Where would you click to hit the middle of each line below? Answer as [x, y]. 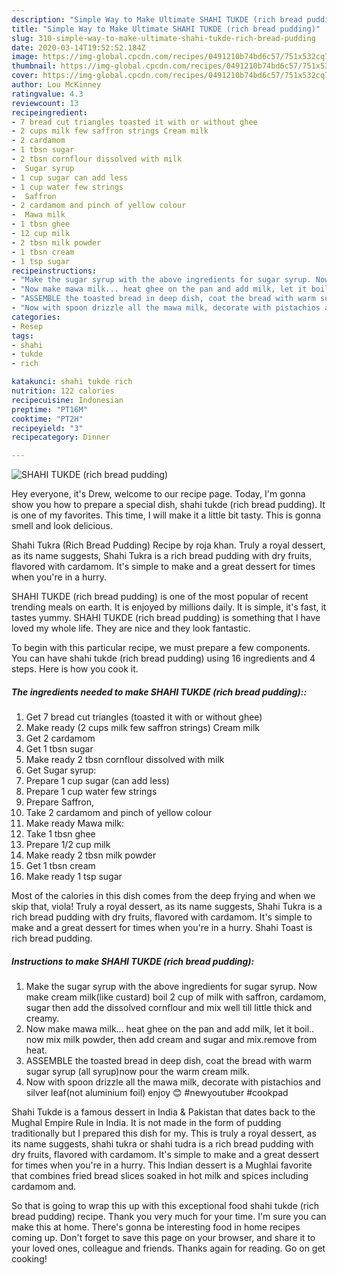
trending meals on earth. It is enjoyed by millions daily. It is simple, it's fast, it [169, 607]
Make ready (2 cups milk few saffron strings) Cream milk [143, 728]
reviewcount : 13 [45, 103]
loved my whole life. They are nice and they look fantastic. [131, 628]
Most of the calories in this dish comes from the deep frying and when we [163, 896]
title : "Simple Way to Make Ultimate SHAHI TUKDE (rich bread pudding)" [166, 29]
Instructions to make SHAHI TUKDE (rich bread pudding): [133, 961]
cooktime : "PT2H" [47, 419]
